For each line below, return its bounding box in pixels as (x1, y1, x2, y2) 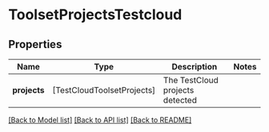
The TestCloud (163, 74, 219, 86)
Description (171, 62, 218, 72)
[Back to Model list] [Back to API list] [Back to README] (8, 115, 192, 125)
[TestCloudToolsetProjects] (52, 85, 156, 95)
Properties (8, 38, 62, 51)
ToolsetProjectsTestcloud (8, 6, 183, 24)
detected (163, 94, 198, 106)
